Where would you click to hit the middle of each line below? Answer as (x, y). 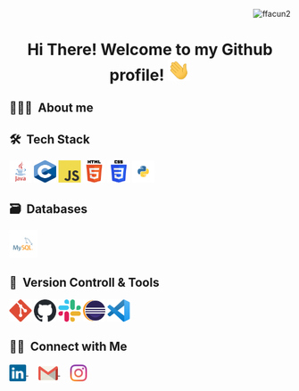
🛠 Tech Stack (50, 139)
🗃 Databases (48, 209)
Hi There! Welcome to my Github (150, 50)
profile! (137, 75)
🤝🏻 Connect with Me (68, 347)
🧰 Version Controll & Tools (84, 283)
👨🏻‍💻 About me (51, 108)
